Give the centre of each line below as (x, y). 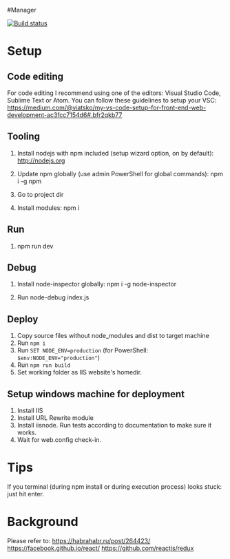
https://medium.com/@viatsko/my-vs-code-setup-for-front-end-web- (107, 107)
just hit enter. (26, 494)
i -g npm (29, 181)
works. (27, 432)
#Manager (22, 10)
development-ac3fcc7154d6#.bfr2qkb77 (65, 115)
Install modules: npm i (48, 208)
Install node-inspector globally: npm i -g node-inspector (97, 284)
